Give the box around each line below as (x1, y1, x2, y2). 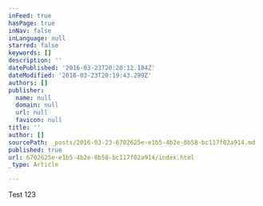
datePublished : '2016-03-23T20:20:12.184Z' (8, 64, 156, 72)
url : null (15, 109, 48, 117)
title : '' (8, 123, 42, 131)
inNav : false (8, 26, 52, 34)
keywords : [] (8, 49, 52, 57)
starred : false (8, 42, 59, 50)
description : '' (8, 57, 62, 65)
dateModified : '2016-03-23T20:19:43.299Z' (8, 71, 152, 79)
